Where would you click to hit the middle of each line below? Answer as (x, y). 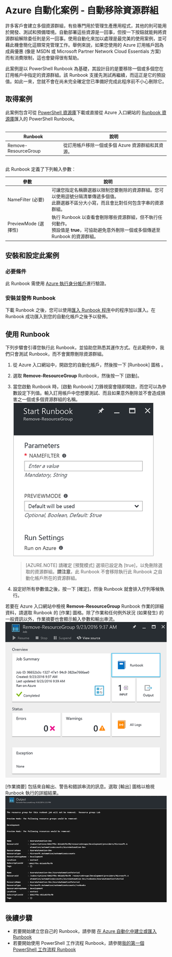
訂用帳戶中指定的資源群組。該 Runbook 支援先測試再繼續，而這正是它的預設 (85, 75)
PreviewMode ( (24, 224)
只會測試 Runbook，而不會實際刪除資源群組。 (58, 354)
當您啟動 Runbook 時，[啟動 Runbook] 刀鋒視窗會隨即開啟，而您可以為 (87, 387)
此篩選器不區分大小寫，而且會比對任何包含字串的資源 (107, 202)
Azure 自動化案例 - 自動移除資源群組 (82, 11)
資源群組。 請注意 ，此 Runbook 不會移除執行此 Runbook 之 (96, 572)
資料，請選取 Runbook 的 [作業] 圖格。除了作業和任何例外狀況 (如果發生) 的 (84, 613)
